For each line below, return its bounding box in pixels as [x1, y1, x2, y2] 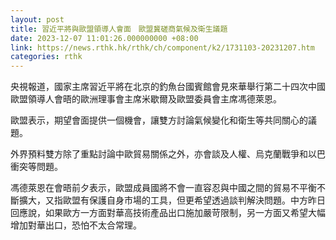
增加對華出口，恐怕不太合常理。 [10, 219, 142, 231]
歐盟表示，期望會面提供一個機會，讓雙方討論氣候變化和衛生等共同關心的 [10, 114, 308, 126]
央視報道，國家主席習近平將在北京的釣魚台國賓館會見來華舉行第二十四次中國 [10, 81, 326, 93]
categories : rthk [10, 52, 83, 62]
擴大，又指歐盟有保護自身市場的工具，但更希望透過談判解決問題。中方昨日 [18, 194, 326, 206]
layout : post [10, 14, 65, 25]
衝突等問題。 [10, 161, 63, 173]
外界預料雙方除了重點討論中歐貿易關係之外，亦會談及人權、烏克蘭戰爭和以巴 [10, 148, 326, 160]
